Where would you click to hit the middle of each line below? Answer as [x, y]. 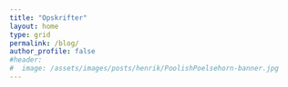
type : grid [30, 34]
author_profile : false [52, 52]
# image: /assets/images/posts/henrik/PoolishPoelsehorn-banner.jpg [144, 69]
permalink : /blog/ [44, 43]
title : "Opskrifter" [49, 18]
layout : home [34, 26]
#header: [26, 60]
